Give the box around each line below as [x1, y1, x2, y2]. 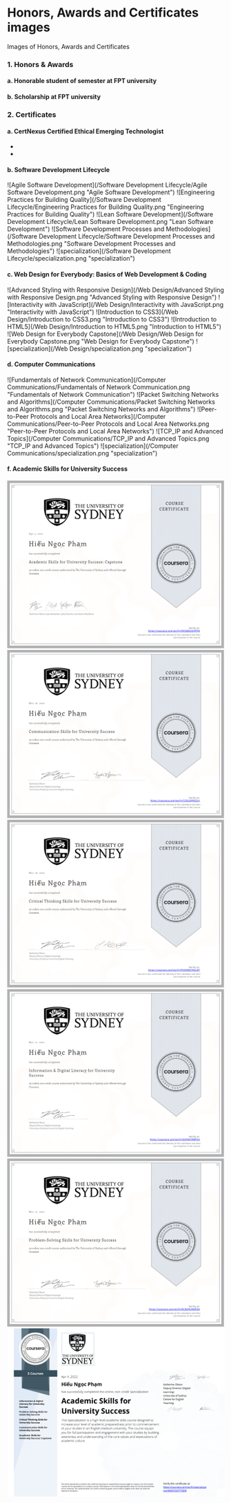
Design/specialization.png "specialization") [69, 344, 192, 353]
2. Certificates [7, 109, 57, 119]
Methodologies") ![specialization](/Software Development [7, 247, 171, 255]
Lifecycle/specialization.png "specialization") [7, 254, 136, 263]
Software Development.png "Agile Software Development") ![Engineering [7, 188, 215, 196]
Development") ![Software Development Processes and [7, 225, 165, 233]
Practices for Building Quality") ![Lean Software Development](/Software [7, 210, 214, 218]
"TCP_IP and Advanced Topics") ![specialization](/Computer [7, 441, 179, 450]
